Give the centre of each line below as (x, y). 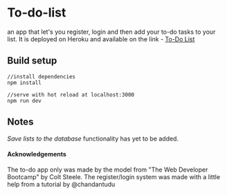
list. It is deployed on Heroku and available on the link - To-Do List (101, 39)
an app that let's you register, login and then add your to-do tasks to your (111, 32)
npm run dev (24, 101)
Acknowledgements (37, 154)
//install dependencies (42, 76)
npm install (24, 83)
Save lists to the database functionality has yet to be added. (93, 138)
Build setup (32, 61)
